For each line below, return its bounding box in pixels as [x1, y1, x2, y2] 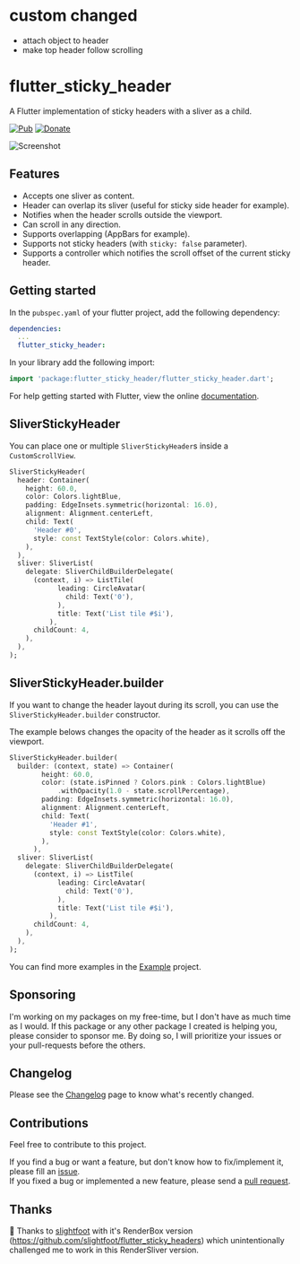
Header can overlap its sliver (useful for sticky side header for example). [21, 199, 289, 211]
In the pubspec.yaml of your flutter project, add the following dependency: [9, 307, 280, 318]
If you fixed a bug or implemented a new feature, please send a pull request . [9, 1176, 291, 1187]
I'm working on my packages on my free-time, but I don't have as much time [9, 1011, 291, 1022]
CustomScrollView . [9, 449, 76, 460]
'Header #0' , [32, 526, 82, 535]
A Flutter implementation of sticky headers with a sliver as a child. [9, 105, 253, 117]
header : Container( [17, 475, 90, 484]
